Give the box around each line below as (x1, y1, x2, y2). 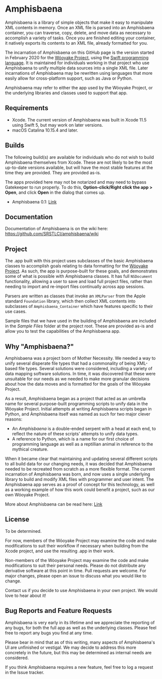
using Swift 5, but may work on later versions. (12, 122, 103, 128)
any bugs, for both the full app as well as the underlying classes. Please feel (5, 625, 157, 630)
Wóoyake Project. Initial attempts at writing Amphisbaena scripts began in (5, 406, 152, 411)
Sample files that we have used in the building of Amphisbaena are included (5, 318, 156, 324)
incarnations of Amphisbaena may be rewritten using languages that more (5, 70, 153, 76)
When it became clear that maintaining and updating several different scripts (5, 456, 158, 461)
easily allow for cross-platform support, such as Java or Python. (5, 75, 133, 81)
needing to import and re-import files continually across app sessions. (5, 284, 145, 289)
